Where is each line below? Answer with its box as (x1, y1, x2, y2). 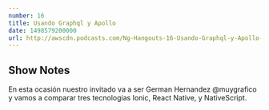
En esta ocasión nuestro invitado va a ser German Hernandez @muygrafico (8, 84, 258, 94)
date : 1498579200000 (8, 26, 78, 34)
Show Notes (8, 63, 70, 77)
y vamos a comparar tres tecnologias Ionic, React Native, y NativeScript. (8, 93, 247, 103)
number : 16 (8, 11, 45, 20)
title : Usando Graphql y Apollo (8, 19, 116, 27)
